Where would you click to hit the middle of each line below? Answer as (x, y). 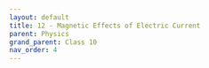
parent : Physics (39, 34)
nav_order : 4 (33, 50)
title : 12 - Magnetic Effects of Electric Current (105, 26)
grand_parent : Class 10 (53, 42)
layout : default (39, 17)
